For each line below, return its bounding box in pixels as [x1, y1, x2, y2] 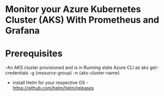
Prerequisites [5, 48, 63, 59]
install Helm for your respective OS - [12, 79, 89, 86]
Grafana [5, 25, 40, 36]
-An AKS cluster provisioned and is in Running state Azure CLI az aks [5, 64, 149, 71]
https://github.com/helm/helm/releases [12, 85, 94, 91]
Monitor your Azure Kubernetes [5, 4, 141, 15]
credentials [5, 70, 29, 76]
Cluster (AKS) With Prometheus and [5, 14, 159, 26]
